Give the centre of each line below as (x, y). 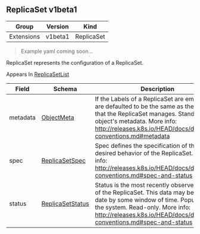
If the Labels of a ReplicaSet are (139, 99)
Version (57, 26)
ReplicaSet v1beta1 (42, 10)
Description (157, 88)
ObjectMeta (58, 117)
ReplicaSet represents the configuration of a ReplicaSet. (75, 62)
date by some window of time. (137, 200)
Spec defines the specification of (141, 146)
